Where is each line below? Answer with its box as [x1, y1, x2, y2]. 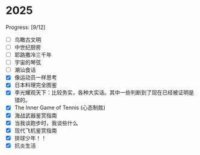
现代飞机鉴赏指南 [14, 127, 57, 134]
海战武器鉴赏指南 [14, 112, 57, 119]
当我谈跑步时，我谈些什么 [14, 119, 78, 127]
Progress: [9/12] [5, 24, 46, 31]
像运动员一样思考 [14, 74, 57, 81]
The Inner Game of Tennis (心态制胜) [14, 104, 106, 112]
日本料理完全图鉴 [14, 81, 57, 89]
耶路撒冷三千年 [14, 51, 52, 59]
